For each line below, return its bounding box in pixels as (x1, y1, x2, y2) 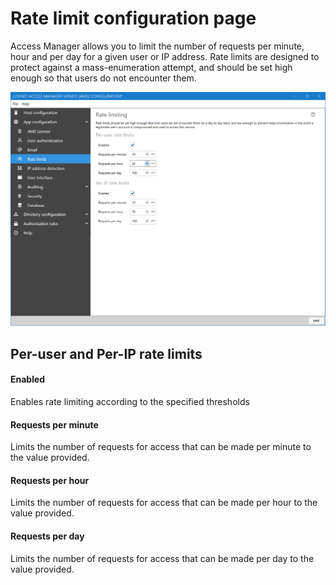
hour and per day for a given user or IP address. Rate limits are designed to (10, 50, 320, 62)
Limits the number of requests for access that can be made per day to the (10, 552, 315, 564)
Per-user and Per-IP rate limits (10, 345, 203, 362)
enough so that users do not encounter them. (10, 72, 197, 84)
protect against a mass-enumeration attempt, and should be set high (10, 61, 293, 73)
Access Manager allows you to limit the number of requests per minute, (10, 40, 305, 52)
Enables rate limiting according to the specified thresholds (10, 396, 250, 408)
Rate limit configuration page (10, 7, 257, 30)
